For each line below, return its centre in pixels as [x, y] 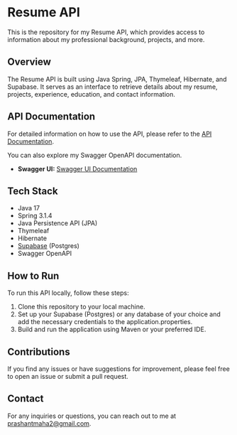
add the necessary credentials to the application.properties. [105, 322]
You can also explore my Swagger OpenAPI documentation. [95, 155]
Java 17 [29, 208]
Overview [29, 62]
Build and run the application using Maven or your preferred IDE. [112, 329]
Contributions [39, 351]
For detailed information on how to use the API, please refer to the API [110, 134]
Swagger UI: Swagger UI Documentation [77, 168]
